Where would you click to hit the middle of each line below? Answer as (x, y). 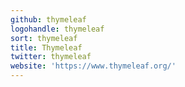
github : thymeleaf (48, 19)
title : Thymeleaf (46, 47)
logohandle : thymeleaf (57, 29)
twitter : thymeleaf (51, 57)
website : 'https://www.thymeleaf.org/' (93, 66)
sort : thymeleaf (44, 38)
